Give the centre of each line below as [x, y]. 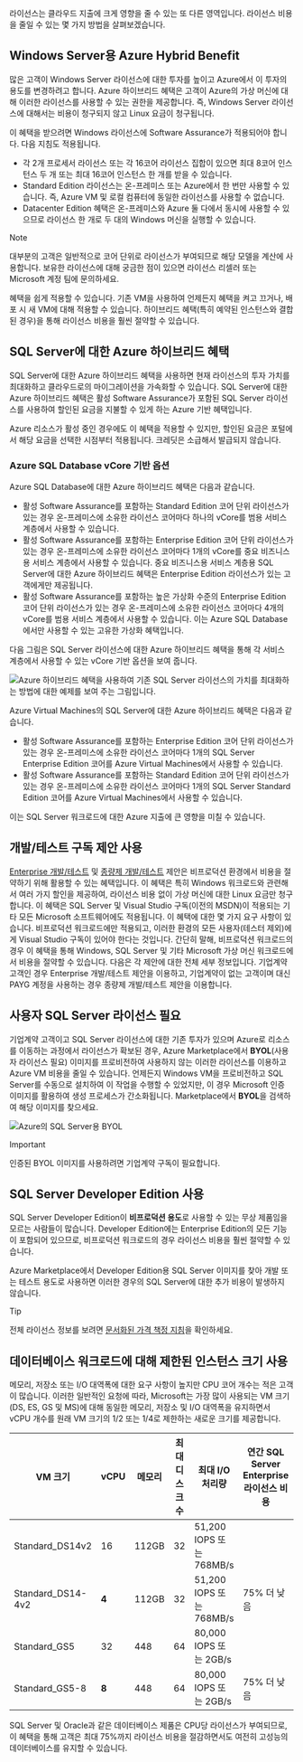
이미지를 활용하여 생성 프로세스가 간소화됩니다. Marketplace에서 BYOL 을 [138, 1096]
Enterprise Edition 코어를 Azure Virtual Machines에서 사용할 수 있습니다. [153, 763]
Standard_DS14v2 [53, 1546]
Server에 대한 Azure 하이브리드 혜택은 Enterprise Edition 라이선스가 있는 [152, 573]
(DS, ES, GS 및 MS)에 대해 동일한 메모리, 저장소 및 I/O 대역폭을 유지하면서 [140, 1408]
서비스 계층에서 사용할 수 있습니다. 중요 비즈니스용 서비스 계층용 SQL [153, 562]
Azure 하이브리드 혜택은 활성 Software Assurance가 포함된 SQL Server [137, 398]
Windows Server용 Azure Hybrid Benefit [125, 56]
